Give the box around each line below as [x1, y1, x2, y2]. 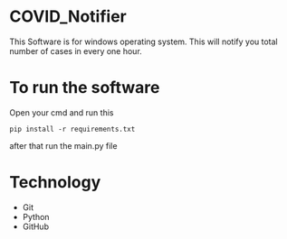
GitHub [22, 221, 50, 232]
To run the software [9, 78, 160, 98]
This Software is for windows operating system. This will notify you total [9, 36, 278, 47]
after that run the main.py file [9, 140, 118, 151]
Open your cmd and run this [9, 106, 114, 118]
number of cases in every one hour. [9, 45, 142, 56]
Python [22, 211, 50, 222]
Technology [9, 172, 101, 193]
